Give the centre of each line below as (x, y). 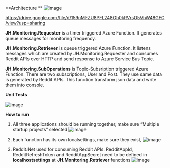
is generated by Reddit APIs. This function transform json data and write (81, 79)
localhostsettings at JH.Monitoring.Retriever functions (72, 160)
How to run (17, 114)
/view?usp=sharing (25, 23)
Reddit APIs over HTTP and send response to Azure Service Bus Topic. (80, 59)
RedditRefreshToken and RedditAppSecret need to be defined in (80, 155)
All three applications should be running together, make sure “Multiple (86, 124)
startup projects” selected (40, 130)
